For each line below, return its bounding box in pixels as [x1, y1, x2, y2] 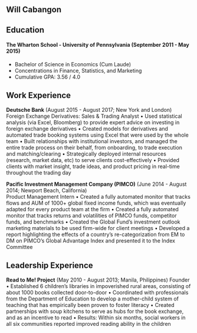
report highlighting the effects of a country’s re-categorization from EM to [6, 231, 185, 238]
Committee [6, 243, 33, 250]
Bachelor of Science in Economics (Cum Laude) [14, 60, 132, 67]
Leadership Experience [6, 260, 93, 271]
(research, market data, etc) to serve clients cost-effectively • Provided [6, 156, 180, 163]
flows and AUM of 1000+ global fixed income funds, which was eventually [6, 199, 186, 206]
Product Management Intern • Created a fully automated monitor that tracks [6, 193, 191, 200]
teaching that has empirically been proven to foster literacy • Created [6, 301, 175, 308]
